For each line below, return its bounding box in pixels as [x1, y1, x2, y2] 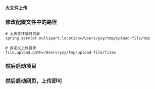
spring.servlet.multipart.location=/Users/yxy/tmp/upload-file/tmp [5, 35, 150, 40]
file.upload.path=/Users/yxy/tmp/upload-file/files [5, 50, 116, 55]
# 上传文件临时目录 [5, 31, 40, 36]
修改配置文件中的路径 [5, 18, 57, 25]
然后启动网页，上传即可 [5, 77, 62, 84]
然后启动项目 [5, 62, 37, 69]
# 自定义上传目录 [5, 46, 36, 51]
